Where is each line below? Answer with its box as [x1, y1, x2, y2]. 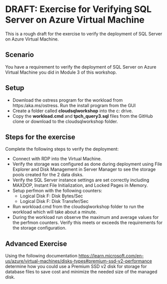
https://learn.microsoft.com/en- [78, 253, 144, 259]
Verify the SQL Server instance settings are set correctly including [12, 177, 149, 183]
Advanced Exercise [5, 239, 67, 248]
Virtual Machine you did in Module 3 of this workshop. [5, 69, 117, 75]
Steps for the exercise [5, 133, 76, 141]
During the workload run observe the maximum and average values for [12, 214, 159, 220]
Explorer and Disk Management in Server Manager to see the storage [12, 166, 156, 172]
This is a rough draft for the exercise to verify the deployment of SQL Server [5, 31, 162, 37]
